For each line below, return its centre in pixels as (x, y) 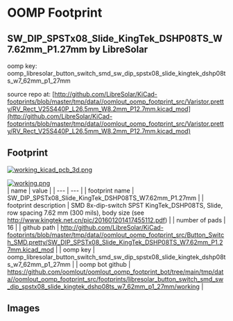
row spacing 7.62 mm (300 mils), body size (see (76, 213)
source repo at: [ (31, 94)
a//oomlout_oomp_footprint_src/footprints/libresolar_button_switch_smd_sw (115, 279)
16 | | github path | (33, 227)
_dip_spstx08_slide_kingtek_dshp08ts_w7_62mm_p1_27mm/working (103, 286)
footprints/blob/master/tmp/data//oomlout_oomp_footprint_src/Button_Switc (116, 235)
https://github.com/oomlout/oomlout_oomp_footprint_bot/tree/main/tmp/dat (115, 272)
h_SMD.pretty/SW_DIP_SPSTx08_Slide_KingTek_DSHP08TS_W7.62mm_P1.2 (115, 242)
